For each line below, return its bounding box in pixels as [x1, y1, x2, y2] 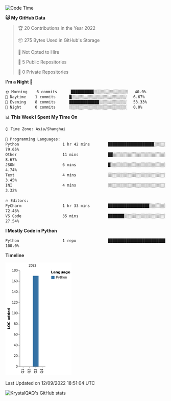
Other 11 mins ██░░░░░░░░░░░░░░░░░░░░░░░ [5, 152, 166, 157]
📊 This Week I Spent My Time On [5, 114, 78, 120]
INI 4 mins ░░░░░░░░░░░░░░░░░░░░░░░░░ [5, 183, 166, 188]
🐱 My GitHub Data [5, 15, 46, 20]
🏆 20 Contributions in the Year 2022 [17, 25, 96, 31]
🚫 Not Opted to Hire [17, 49, 60, 55]
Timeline [5, 252, 25, 258]
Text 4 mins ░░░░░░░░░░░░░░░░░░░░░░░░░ [5, 173, 166, 178]
